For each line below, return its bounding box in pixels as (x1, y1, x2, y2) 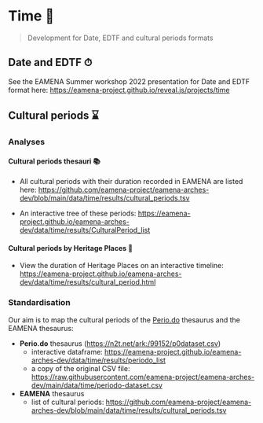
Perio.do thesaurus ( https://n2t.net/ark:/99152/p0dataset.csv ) (19, 338, 221, 348)
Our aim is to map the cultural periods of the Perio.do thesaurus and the (8, 314, 241, 325)
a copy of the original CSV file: (31, 363, 130, 373)
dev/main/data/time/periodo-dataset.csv (31, 381, 163, 390)
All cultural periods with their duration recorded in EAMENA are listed (19, 177, 243, 186)
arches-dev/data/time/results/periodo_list (31, 355, 166, 365)
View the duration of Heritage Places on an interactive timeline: (19, 261, 224, 270)
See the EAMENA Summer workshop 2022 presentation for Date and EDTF (8, 76, 250, 86)
